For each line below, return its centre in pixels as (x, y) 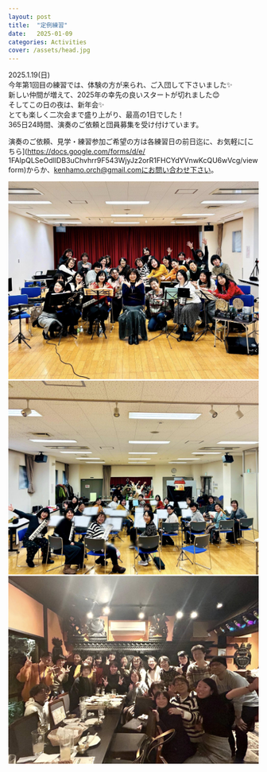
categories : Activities (48, 42)
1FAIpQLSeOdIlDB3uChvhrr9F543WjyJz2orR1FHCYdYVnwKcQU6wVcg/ (126, 161)
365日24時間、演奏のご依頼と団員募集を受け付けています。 (106, 125)
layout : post (30, 17)
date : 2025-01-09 (41, 33)
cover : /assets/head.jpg (49, 50)
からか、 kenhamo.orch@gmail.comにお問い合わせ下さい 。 (122, 170)
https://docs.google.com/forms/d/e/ (86, 152)
